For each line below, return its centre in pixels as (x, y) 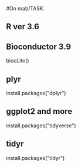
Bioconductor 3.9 (39, 46)
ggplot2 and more (39, 111)
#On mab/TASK (25, 8)
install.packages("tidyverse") (41, 126)
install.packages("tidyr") (35, 158)
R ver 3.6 (23, 27)
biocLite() (18, 61)
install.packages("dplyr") (36, 93)
